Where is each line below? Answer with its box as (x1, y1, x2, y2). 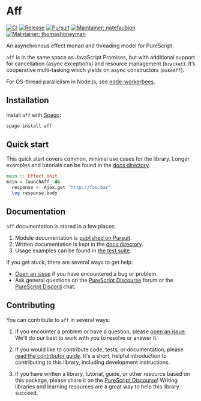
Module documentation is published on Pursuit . (14, 234, 132, 241)
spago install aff (6, 123, 52, 129)
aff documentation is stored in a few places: (6, 222, 116, 230)
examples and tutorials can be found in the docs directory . (6, 162, 151, 169)
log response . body (11, 190, 58, 196)
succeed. (14, 389, 38, 396)
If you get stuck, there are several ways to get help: (6, 258, 133, 266)
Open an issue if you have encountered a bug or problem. (14, 270, 158, 277)
